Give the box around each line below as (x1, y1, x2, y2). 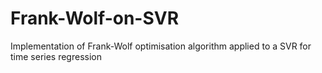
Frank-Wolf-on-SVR (10, 7, 180, 30)
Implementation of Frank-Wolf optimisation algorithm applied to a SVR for (10, 40, 312, 52)
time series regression (10, 50, 102, 62)
